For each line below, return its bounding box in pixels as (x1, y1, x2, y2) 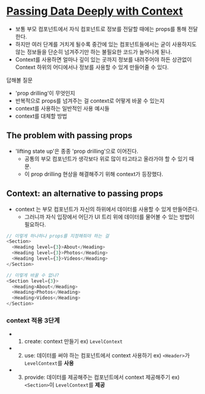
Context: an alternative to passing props (6, 188, 163, 199)
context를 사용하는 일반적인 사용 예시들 (15, 104, 110, 112)
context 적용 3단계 (6, 316, 60, 324)
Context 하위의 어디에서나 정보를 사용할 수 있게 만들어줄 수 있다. (15, 63, 170, 71)
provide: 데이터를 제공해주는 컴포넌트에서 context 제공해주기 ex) (24, 374, 180, 381)
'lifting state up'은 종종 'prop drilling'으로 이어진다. (15, 147, 139, 155)
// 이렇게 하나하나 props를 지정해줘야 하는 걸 (6, 233, 110, 239)
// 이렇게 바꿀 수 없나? (6, 272, 59, 279)
